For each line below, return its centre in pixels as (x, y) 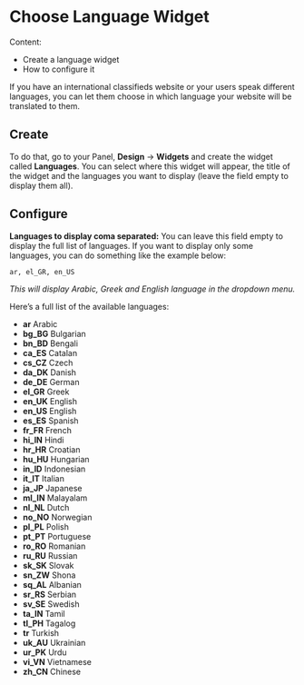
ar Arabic (40, 323)
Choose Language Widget (110, 17)
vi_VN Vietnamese (57, 661)
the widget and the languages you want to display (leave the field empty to (149, 175)
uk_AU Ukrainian (54, 642)
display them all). (41, 185)
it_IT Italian (44, 478)
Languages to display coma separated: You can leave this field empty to (147, 236)
